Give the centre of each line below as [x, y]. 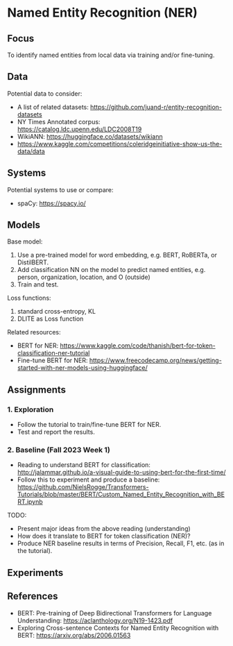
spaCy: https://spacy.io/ [52, 203]
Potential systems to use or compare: [60, 189]
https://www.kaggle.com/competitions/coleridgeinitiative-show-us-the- [120, 144]
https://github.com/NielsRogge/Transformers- [83, 487]
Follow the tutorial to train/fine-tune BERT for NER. [89, 425]
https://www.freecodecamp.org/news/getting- [155, 360]
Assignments [37, 390]
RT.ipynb [30, 502]
